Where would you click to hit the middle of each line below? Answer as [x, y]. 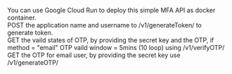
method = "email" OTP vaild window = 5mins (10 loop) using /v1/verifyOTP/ [116, 48]
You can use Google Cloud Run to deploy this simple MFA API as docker [111, 10]
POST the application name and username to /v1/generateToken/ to [105, 25]
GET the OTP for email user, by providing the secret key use [94, 55]
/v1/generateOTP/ [33, 62]
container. [22, 18]
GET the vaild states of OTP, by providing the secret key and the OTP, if [111, 40]
